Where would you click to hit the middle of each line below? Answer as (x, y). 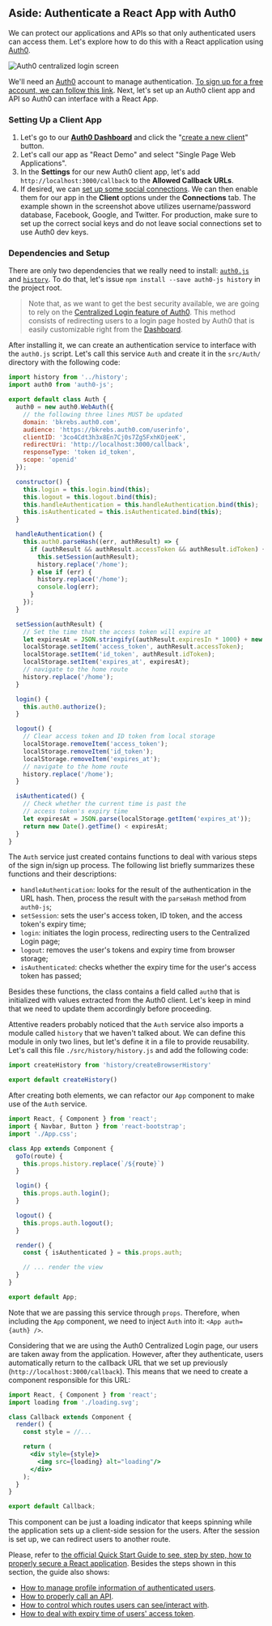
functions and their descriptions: (63, 874)
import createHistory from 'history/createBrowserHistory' (110, 1065)
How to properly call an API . (67, 1597)
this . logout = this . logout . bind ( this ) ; (90, 497)
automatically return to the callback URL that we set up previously (118, 1363)
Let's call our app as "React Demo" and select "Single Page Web (128, 155)
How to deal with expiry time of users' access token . (108, 1614)
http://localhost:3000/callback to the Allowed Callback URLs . (127, 181)
